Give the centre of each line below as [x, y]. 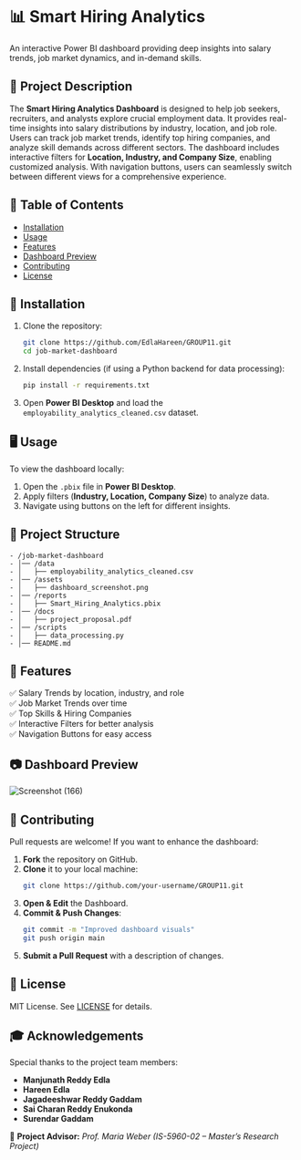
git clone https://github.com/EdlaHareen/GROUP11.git [127, 343]
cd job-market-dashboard [70, 351]
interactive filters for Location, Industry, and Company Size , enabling [140, 157]
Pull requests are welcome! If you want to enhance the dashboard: [134, 842]
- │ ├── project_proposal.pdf [71, 619]
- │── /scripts [38, 627]
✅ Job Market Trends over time [68, 703]
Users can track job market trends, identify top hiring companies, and [140, 138]
